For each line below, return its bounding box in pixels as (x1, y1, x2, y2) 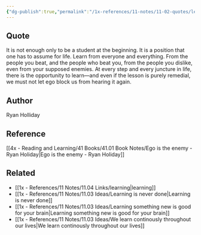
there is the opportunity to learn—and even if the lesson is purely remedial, (6, 72, 191, 79)
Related (6, 168, 36, 178)
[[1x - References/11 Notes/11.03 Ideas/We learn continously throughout (14, 215, 191, 222)
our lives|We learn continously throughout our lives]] (14, 222, 145, 229)
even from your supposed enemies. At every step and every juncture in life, (6, 66, 192, 73)
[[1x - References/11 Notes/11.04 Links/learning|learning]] (14, 184, 156, 191)
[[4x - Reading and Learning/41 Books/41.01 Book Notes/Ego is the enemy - (6, 144, 193, 152)
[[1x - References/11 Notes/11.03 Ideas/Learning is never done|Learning (14, 190, 191, 197)
